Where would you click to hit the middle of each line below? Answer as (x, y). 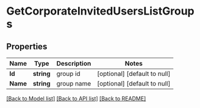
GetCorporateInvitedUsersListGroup (100, 11)
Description (74, 63)
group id (68, 74)
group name (74, 83)
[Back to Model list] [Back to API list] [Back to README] (76, 99)
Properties (27, 46)
